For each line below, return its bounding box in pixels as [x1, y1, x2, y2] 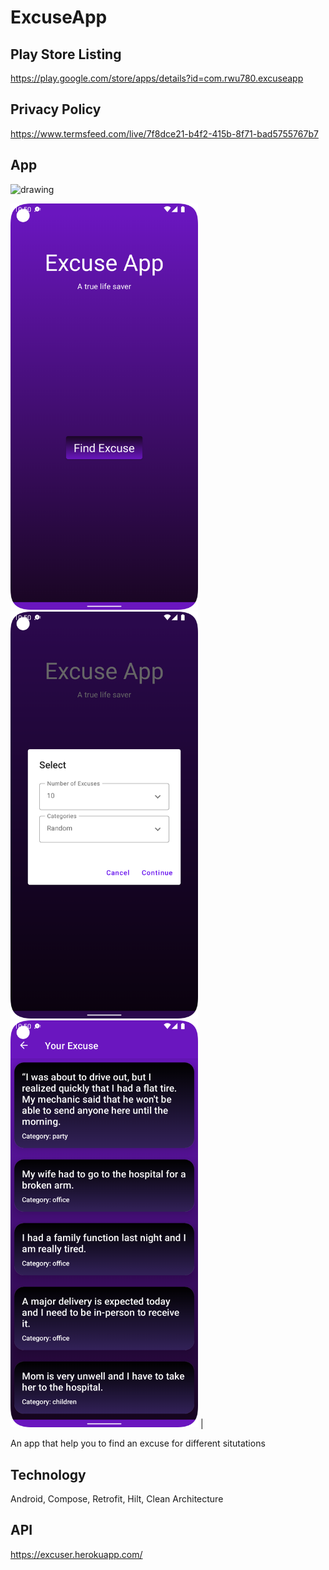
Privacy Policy [10, 101, 102, 118]
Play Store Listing [10, 46, 122, 63]
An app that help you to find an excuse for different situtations [10, 1437, 266, 1450]
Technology [10, 1466, 87, 1483]
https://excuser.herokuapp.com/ [10, 1548, 143, 1560]
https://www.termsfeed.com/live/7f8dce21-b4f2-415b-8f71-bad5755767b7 [10, 127, 319, 140]
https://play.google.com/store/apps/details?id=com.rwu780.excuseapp [10, 72, 304, 84]
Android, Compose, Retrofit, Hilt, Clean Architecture [10, 1492, 224, 1505]
